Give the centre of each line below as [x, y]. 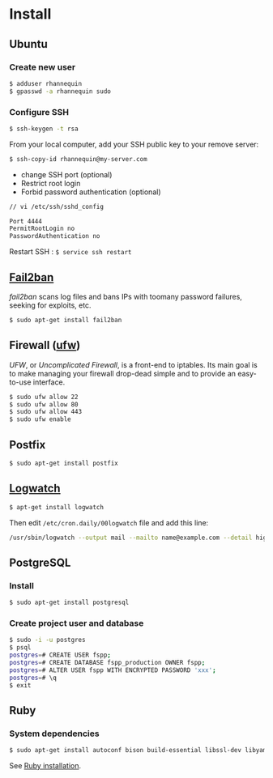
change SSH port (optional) [66, 174]
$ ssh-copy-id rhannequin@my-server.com [79, 159]
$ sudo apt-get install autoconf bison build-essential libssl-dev [126, 750]
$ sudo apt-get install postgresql [69, 603]
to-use [20, 382]
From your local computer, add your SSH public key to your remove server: [134, 144]
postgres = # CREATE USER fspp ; [60, 655]
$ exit [20, 685]
